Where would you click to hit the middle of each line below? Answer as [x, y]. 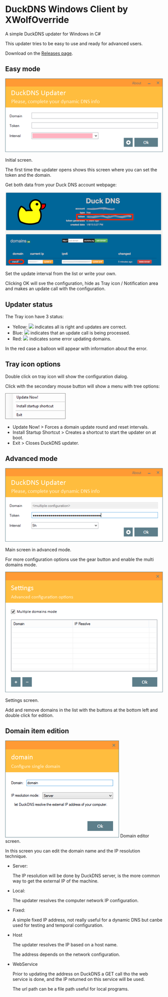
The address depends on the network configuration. [66, 954]
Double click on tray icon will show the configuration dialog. [67, 376]
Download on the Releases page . [39, 53]
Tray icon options [33, 364]
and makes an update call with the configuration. [55, 289]
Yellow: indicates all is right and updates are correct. [69, 327]
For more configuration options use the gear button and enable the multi [79, 559]
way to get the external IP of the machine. [55, 881]
